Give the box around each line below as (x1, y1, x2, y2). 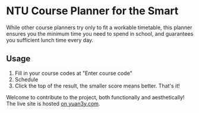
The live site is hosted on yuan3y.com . (6, 100, 100, 107)
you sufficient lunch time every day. (6, 36, 94, 43)
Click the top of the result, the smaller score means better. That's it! (14, 82, 180, 89)
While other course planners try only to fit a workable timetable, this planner (6, 24, 192, 31)
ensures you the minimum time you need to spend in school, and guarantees (6, 30, 194, 37)
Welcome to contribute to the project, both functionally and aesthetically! (6, 93, 185, 101)
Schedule (14, 76, 39, 83)
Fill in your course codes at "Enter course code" (14, 70, 132, 77)
